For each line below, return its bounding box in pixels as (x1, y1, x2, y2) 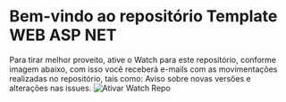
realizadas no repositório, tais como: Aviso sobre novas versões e (9, 73, 252, 83)
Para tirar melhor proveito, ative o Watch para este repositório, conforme (9, 54, 277, 65)
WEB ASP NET (9, 25, 117, 45)
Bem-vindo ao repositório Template (9, 6, 278, 27)
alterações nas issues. (9, 82, 92, 93)
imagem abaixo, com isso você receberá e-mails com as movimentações (9, 64, 278, 75)
